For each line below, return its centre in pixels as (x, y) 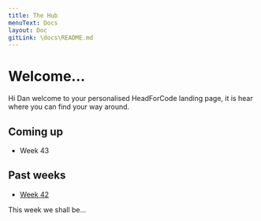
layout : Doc (28, 30)
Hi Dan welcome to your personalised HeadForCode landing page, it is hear (131, 99)
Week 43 (34, 150)
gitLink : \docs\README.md (50, 37)
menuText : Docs (33, 23)
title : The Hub (33, 15)
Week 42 (34, 194)
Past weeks (37, 176)
